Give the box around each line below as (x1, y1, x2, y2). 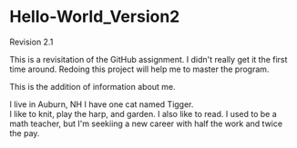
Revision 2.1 (9, 36, 54, 47)
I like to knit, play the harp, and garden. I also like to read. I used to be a (9, 108, 278, 119)
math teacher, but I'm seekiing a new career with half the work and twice (9, 118, 283, 129)
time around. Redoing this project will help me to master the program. (9, 64, 270, 74)
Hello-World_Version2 (9, 6, 180, 27)
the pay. (9, 127, 40, 138)
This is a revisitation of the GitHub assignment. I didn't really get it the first (9, 54, 288, 64)
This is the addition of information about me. (9, 81, 176, 92)
